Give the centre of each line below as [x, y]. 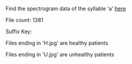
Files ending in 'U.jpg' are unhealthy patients [60, 55]
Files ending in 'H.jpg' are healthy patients [57, 43]
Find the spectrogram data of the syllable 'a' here [66, 9]
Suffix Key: [19, 31]
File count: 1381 [25, 20]
